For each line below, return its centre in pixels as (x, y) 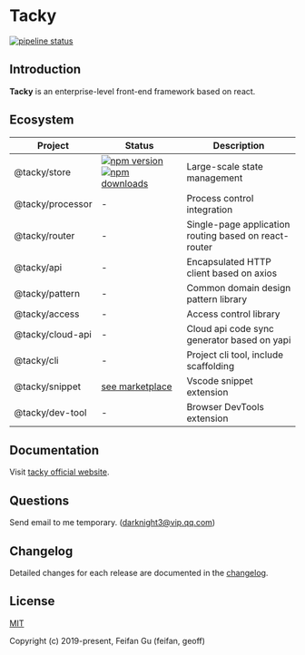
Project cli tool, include (235, 355)
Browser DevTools (226, 406)
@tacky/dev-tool (50, 412)
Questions (39, 500)
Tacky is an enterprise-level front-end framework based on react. (133, 91)
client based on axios (232, 273)
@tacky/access (47, 314)
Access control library (233, 314)
